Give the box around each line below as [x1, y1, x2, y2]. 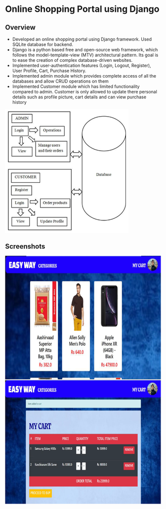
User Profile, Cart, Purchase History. [12, 68, 86, 74]
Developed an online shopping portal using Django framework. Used [12, 36, 152, 42]
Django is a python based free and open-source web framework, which [12, 47, 158, 52]
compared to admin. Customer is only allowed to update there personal [12, 89, 157, 94]
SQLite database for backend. [12, 42, 73, 47]
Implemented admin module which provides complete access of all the [12, 73, 157, 79]
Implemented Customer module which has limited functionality [12, 84, 140, 89]
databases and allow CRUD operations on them [12, 78, 109, 84]
